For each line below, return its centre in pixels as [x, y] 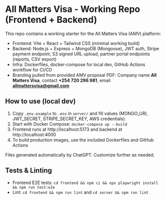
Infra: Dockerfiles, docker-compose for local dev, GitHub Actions [79, 64]
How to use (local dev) [41, 101]
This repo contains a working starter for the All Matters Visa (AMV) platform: [83, 33]
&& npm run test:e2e [34, 187]
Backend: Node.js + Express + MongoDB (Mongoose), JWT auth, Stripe [86, 48]
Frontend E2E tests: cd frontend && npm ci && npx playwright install [85, 183]
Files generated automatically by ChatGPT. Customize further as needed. [80, 155]
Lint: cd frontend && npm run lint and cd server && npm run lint [80, 192]
